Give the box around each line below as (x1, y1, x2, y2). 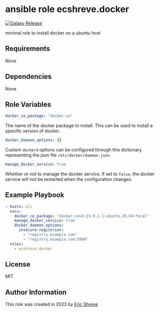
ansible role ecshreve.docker (5, 4, 129, 15)
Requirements (5, 44, 50, 53)
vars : (10, 209, 22, 214)
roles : (10, 241, 24, 247)
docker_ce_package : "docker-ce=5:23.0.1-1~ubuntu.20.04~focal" (14, 214, 149, 219)
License (5, 260, 31, 268)
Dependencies (5, 72, 52, 81)
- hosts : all (5, 204, 33, 209)
